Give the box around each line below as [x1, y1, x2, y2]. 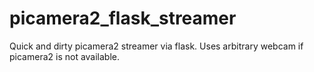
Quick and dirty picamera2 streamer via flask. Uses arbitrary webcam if [9, 40, 304, 52]
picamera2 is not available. [9, 50, 121, 62]
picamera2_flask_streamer [9, 7, 237, 30]
